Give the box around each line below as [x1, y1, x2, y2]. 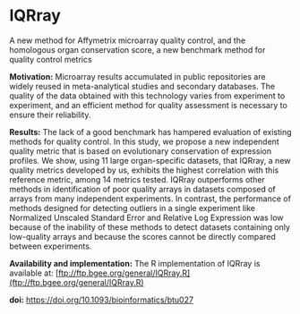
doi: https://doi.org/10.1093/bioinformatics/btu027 [9, 294, 194, 305]
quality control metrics [9, 54, 92, 64]
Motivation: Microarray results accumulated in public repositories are [9, 71, 266, 81]
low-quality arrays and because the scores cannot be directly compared [9, 231, 276, 242]
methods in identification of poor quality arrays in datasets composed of [9, 183, 276, 194]
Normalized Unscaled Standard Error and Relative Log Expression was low [9, 212, 284, 223]
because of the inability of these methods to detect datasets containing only [9, 221, 291, 233]
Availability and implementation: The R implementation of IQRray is [9, 258, 261, 268]
